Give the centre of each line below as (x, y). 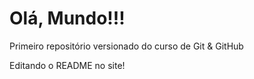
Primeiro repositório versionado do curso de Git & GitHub (126, 46)
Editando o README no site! (67, 65)
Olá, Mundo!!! (67, 18)
